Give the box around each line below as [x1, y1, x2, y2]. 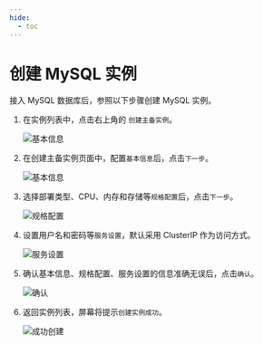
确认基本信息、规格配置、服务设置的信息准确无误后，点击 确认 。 [22, 268, 259, 279]
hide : [9, 13, 30, 23]
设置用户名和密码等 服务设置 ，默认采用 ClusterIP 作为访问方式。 [22, 230, 256, 241]
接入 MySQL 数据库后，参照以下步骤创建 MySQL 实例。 [9, 95, 217, 106]
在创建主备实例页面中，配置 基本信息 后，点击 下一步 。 [22, 153, 214, 164]
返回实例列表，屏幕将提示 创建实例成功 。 [22, 307, 168, 318]
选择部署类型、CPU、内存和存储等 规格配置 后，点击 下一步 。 [22, 191, 239, 202]
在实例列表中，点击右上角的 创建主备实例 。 [22, 114, 178, 125]
